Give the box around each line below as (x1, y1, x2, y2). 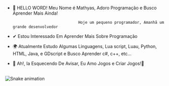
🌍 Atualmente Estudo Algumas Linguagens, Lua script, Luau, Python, (12, 44, 157, 49)
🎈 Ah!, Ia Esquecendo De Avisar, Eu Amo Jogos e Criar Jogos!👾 (12, 61, 145, 66)
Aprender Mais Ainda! (12, 10, 58, 16)
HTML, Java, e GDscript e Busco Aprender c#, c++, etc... (12, 51, 132, 57)
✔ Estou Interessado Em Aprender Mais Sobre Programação (12, 33, 138, 39)
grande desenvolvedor (12, 24, 58, 29)
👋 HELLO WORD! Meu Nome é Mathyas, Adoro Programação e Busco (12, 5, 157, 11)
